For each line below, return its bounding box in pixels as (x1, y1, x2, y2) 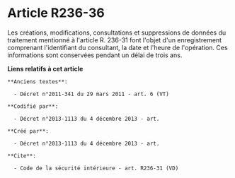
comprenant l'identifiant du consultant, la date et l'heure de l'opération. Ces (7, 43, 228, 52)
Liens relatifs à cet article (7, 64, 84, 73)
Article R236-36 (7, 5, 105, 21)
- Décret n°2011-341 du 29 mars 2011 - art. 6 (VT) (13, 90, 170, 97)
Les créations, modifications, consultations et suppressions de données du (7, 28, 227, 37)
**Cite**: (7, 152, 37, 160)
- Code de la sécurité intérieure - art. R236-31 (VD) (13, 165, 179, 172)
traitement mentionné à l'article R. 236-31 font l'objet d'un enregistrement (7, 35, 222, 44)
